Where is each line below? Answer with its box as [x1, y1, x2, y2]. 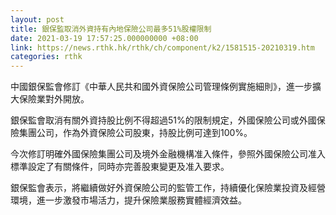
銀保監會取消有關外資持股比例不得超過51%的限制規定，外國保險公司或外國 [10, 114, 317, 126]
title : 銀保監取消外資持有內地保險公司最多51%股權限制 [10, 24, 212, 34]
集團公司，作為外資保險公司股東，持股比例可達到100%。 [18, 127, 253, 139]
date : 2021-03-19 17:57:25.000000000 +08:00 [10, 33, 199, 43]
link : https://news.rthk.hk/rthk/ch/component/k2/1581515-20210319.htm [10, 42, 315, 53]
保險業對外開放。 [18, 93, 90, 105]
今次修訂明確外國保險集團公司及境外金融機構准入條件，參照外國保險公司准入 [10, 148, 326, 160]
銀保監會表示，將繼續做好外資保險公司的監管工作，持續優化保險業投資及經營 [10, 182, 326, 194]
